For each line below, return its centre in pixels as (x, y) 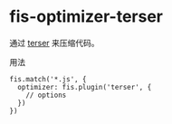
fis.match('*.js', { (48, 79)
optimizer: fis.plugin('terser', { (85, 87)
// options (46, 95)
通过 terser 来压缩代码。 (54, 43)
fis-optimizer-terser (86, 17)
